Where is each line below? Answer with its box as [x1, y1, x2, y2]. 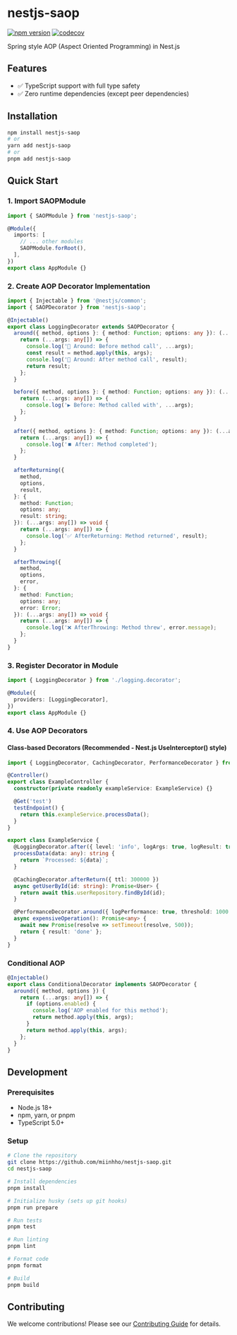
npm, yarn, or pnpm [17, 1111, 75, 1119]
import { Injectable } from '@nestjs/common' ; [7, 297, 147, 304]
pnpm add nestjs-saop [7, 156, 71, 163]
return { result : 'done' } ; [20, 928, 102, 935]
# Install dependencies [7, 1178, 78, 1185]
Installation [7, 110, 58, 122]
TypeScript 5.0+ [17, 1119, 65, 1127]
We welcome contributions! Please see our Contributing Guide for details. [7, 1319, 221, 1328]
